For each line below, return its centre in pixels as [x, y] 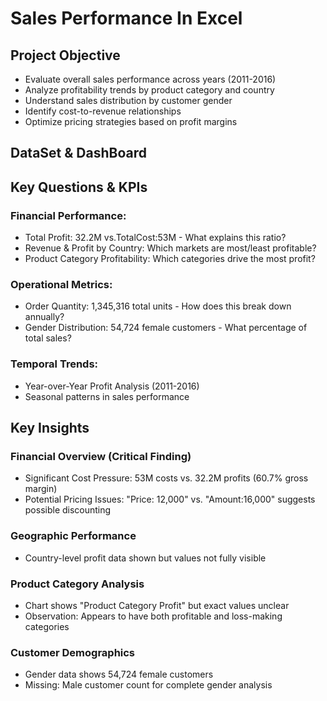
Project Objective [65, 55]
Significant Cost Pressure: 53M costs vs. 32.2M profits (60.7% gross [166, 478]
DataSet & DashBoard [78, 153]
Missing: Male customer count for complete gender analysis [148, 685]
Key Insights [50, 428]
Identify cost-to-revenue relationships [103, 111]
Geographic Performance [73, 536]
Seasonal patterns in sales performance [107, 396]
